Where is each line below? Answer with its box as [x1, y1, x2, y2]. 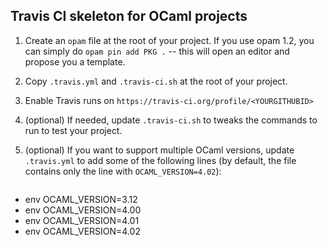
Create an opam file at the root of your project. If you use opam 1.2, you [24, 34, 315, 46]
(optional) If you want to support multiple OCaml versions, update [24, 144, 295, 156]
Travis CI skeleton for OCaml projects [10, 8, 248, 25]
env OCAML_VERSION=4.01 [24, 214, 140, 226]
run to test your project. [24, 124, 123, 136]
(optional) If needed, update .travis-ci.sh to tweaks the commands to [24, 114, 318, 126]
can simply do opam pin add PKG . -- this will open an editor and [24, 45, 290, 57]
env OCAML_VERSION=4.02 [24, 225, 141, 237]
